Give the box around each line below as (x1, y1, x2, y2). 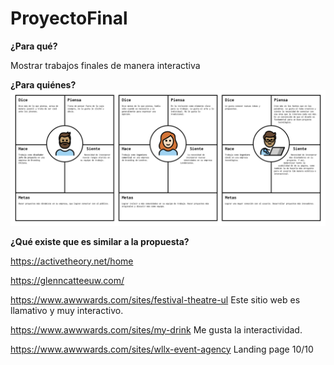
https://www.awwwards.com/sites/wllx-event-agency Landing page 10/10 (10, 343, 314, 355)
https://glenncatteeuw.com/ (10, 274, 125, 286)
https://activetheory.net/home (10, 255, 134, 267)
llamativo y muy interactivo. (10, 304, 124, 316)
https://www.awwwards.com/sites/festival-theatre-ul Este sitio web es (10, 293, 301, 306)
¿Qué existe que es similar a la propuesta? (10, 235, 190, 247)
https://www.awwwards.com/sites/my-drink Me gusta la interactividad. (10, 323, 303, 336)
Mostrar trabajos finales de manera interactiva (10, 59, 201, 71)
